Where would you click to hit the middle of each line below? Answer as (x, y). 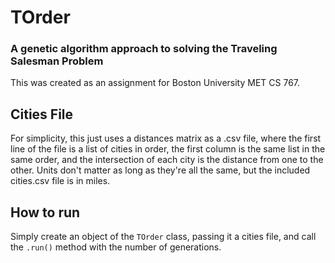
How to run (45, 212)
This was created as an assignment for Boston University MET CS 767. (155, 83)
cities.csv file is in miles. (60, 181)
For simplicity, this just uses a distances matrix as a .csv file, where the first (166, 138)
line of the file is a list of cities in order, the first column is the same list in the (168, 149)
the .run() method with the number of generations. (116, 247)
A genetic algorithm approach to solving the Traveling (144, 49)
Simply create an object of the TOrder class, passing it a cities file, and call (163, 237)
